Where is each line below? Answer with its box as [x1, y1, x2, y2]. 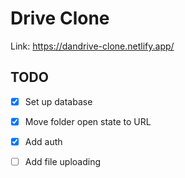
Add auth [24, 135, 63, 147]
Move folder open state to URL [24, 115, 152, 127]
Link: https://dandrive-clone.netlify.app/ [10, 40, 175, 52]
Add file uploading [24, 155, 102, 167]
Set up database [24, 95, 93, 107]
